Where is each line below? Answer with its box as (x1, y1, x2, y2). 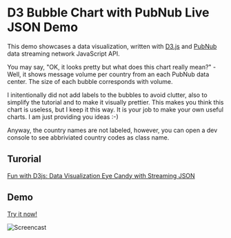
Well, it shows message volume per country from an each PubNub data (7, 70, 210, 78)
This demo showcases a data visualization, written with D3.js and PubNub (7, 42, 217, 50)
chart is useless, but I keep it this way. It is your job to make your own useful (7, 105, 224, 113)
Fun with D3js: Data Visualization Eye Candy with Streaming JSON (7, 171, 195, 180)
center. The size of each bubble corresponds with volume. (7, 77, 173, 85)
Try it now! (7, 210, 38, 218)
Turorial (7, 153, 41, 165)
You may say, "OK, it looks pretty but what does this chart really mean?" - (7, 63, 217, 71)
